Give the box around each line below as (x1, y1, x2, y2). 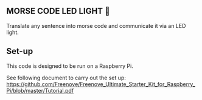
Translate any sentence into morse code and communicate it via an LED (6, 22, 186, 29)
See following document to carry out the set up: (6, 74, 127, 81)
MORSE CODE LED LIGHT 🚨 (6, 6, 111, 16)
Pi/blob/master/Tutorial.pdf (6, 87, 74, 94)
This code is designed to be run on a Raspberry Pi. (6, 62, 134, 70)
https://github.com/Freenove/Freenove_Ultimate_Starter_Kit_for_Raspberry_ (6, 80, 196, 88)
